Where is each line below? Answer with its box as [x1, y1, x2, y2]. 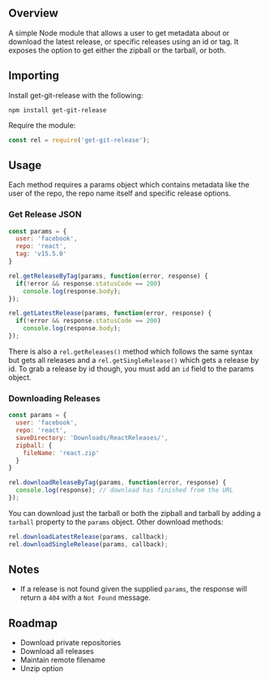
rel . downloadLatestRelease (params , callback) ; [8, 532, 169, 540]
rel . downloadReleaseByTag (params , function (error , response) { [8, 479, 227, 487]
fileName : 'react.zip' [23, 449, 100, 457]
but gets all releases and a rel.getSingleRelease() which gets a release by [8, 355, 259, 364]
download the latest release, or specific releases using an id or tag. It [8, 37, 239, 46]
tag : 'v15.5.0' [15, 250, 67, 258]
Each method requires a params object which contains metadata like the [8, 180, 250, 190]
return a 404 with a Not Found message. [19, 592, 152, 603]
